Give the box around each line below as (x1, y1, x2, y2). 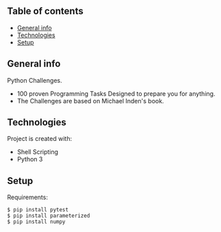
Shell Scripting (16, 148, 59, 156)
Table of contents (7, 5, 83, 17)
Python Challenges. (7, 76, 63, 84)
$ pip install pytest (7, 207, 69, 214)
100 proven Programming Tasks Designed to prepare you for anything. (16, 89, 216, 98)
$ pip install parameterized (7, 212, 90, 220)
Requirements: (7, 193, 48, 201)
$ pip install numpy (7, 218, 66, 225)
